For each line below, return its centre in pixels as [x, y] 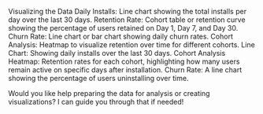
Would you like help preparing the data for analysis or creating [109, 93]
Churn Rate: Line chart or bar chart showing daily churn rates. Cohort [121, 36]
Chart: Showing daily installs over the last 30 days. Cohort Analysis [117, 53]
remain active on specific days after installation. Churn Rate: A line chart [125, 70]
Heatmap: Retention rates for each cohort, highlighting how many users [124, 61]
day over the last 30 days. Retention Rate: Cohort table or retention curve [127, 20]
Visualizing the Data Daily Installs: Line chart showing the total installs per [127, 11]
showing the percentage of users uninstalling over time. [98, 78]
